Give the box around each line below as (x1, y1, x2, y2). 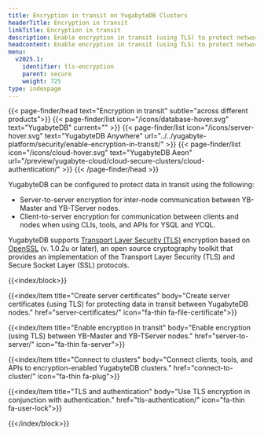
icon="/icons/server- (186, 123, 255, 132)
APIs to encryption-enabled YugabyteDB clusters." (8, 363, 172, 373)
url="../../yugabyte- (144, 131, 207, 141)
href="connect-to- (173, 363, 233, 373)
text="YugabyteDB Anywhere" (44, 131, 144, 141)
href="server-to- (194, 331, 249, 341)
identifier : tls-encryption (22, 63, 114, 71)
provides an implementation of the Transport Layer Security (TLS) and (8, 253, 236, 262)
